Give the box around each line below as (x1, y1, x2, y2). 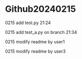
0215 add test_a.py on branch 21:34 (5, 29, 77, 35)
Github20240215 (5, 3, 76, 15)
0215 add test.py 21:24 (5, 20, 51, 26)
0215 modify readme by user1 (5, 38, 65, 45)
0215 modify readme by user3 (5, 48, 66, 54)
